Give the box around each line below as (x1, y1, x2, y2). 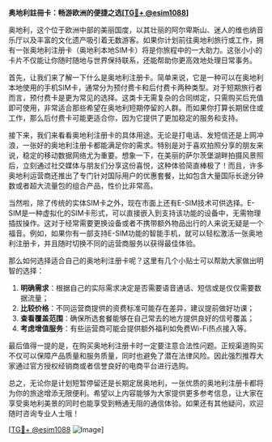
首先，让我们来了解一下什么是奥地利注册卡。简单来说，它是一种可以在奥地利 (8, 73, 264, 82)
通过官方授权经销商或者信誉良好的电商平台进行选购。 (15, 361, 193, 371)
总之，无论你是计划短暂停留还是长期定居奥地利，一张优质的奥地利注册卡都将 (8, 378, 264, 388)
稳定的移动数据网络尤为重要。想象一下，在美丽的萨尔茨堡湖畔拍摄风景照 (22, 151, 264, 160)
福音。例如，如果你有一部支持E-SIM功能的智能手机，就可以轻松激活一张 (8, 228, 249, 238)
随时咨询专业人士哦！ (8, 409, 79, 418)
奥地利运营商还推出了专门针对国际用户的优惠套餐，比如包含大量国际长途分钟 (8, 171, 264, 181)
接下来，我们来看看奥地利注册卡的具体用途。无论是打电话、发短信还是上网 (8, 130, 257, 140)
